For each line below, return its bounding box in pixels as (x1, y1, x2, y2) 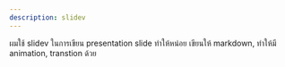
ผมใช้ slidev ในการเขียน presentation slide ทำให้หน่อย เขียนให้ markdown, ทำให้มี (9, 38, 277, 48)
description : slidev (9, 13, 87, 22)
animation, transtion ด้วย (9, 47, 97, 58)
